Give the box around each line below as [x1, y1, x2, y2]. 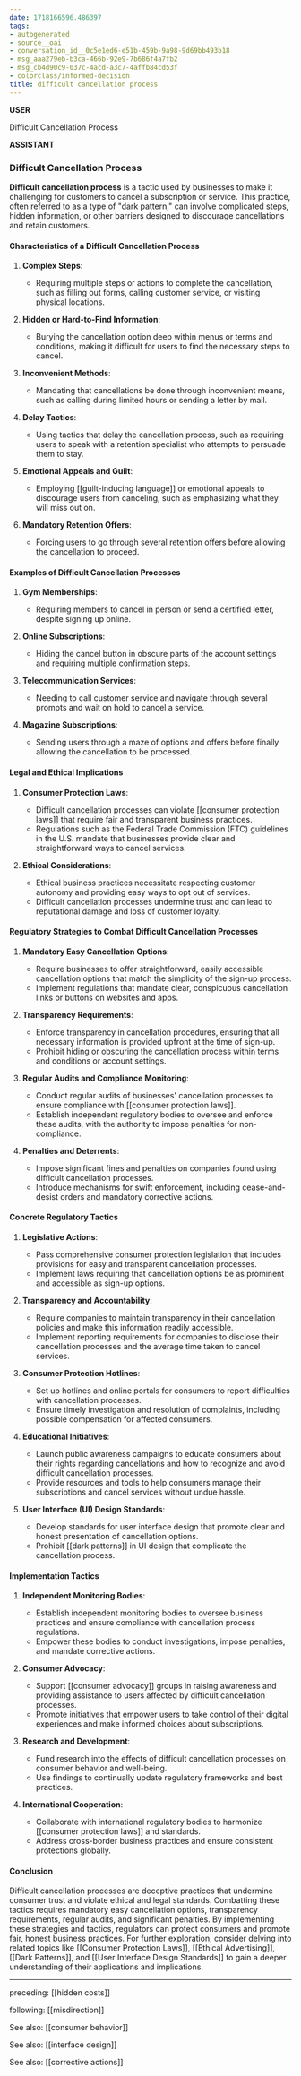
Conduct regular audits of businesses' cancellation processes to [35, 1090, 274, 1100]
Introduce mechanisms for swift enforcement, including [35, 1182, 240, 1193]
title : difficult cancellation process [9, 80, 159, 89]
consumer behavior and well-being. [35, 1762, 168, 1774]
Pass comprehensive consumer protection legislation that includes [35, 1249, 282, 1260]
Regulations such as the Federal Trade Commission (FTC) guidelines [35, 823, 288, 834]
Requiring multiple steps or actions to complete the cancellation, [35, 278, 273, 289]
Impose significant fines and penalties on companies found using [35, 1162, 277, 1174]
